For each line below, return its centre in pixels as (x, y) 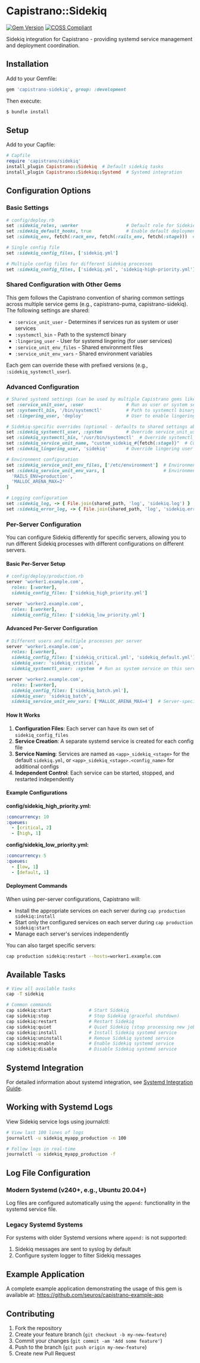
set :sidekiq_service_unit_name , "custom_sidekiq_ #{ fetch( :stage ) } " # (97, 443)
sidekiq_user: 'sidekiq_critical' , (56, 663)
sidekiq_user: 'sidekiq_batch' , (52, 696)
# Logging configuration (37, 498)
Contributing (30, 1314)
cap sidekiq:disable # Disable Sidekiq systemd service (92, 1049)
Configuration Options (49, 191)
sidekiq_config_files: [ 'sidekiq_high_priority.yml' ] (79, 593)
